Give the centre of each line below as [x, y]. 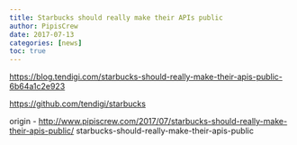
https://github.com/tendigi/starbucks [78, 104]
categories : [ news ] [46, 43]
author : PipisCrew [44, 26]
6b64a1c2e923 [37, 86]
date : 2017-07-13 [42, 34]
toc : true [28, 51]
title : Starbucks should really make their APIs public [116, 18]
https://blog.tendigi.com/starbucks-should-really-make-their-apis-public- [146, 77]
